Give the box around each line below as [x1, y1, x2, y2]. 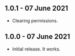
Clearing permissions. [12, 17, 58, 23]
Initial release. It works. [12, 46, 61, 52]
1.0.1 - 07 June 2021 [5, 4, 68, 13]
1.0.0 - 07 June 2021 [5, 33, 70, 41]
